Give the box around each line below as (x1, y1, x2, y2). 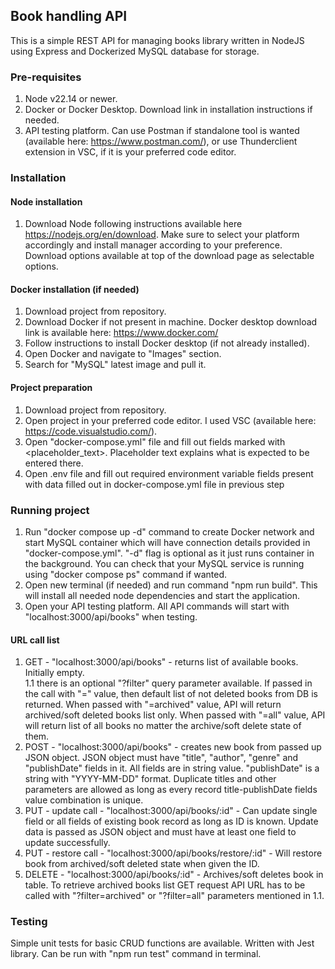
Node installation (10, 195, 83, 208)
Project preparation (10, 382, 93, 394)
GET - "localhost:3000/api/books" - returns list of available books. (24, 656, 299, 668)
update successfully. (24, 837, 111, 849)
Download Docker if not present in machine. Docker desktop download (24, 316, 318, 328)
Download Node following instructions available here (24, 218, 243, 230)
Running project (10, 503, 90, 517)
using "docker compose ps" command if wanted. (24, 568, 228, 580)
